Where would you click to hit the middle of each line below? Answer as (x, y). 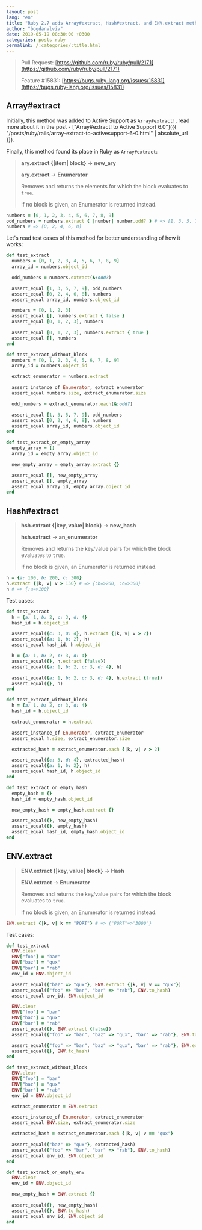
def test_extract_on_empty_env (45, 1172)
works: (15, 244)
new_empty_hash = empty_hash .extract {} (63, 810)
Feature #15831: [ (42, 80)
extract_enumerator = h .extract (52, 722)
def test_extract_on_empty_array (48, 443)
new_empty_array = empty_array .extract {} (66, 464)
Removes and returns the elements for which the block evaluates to (104, 186)
